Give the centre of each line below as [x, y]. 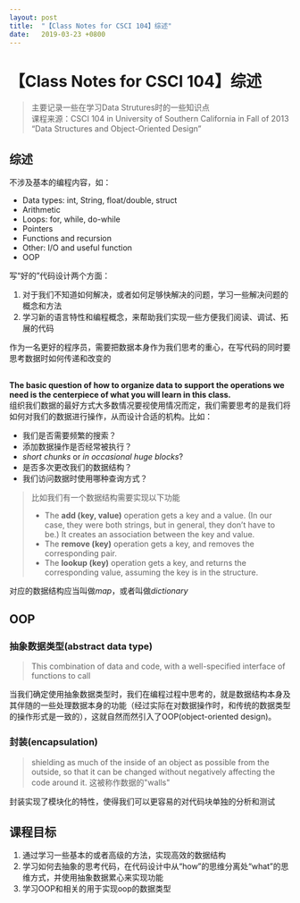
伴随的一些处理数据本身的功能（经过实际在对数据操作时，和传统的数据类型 [154, 705]
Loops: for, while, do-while [71, 219]
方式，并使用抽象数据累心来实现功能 [96, 878]
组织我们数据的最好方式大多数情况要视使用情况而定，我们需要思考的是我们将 [150, 405]
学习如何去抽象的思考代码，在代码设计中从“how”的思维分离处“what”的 [151, 866]
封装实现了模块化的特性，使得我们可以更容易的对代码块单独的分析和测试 [142, 801]
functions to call [61, 676]
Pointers [37, 229]
